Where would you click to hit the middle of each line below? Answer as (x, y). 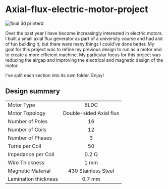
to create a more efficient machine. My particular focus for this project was (83, 55)
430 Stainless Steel (91, 171)
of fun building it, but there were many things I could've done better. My (80, 44)
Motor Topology (27, 113)
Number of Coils (27, 129)
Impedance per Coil (31, 154)
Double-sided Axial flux (91, 113)
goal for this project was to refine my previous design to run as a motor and (83, 49)
